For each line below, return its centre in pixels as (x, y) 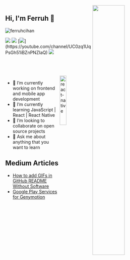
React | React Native (34, 115)
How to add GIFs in (32, 175)
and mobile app (29, 94)
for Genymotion (29, 197)
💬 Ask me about (29, 137)
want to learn (26, 147)
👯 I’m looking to (29, 120)
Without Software (31, 186)
